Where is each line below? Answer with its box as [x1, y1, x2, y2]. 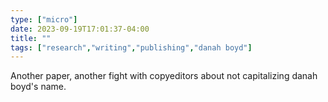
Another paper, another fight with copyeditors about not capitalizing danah [10, 70, 318, 82]
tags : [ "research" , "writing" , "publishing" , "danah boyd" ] [10, 42, 253, 53]
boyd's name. [10, 81, 67, 93]
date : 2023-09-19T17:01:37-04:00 [10, 24, 150, 34]
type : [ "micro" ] [10, 14, 78, 25]
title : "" [10, 33, 52, 43]
